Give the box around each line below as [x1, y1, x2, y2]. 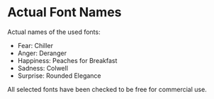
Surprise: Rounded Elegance [17, 71, 101, 80]
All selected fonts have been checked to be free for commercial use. [7, 85, 207, 93]
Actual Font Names [7, 4, 122, 21]
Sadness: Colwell [17, 64, 69, 72]
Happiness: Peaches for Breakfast [17, 56, 118, 64]
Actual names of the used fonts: [7, 28, 101, 36]
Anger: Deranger [17, 49, 67, 57]
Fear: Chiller [17, 41, 54, 49]
